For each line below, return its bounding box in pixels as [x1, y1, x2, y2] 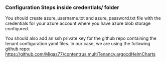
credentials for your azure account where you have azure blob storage [5, 20, 151, 26]
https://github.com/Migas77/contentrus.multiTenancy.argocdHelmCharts [5, 51, 156, 57]
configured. [5, 26, 29, 32]
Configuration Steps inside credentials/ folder [5, 4, 119, 11]
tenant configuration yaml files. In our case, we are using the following [5, 41, 150, 47]
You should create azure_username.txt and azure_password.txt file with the [5, 15, 161, 21]
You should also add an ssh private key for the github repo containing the [5, 35, 157, 41]
